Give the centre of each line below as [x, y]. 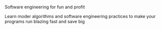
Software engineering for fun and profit [45, 7]
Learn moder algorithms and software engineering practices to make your [80, 16]
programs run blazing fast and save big [45, 22]
